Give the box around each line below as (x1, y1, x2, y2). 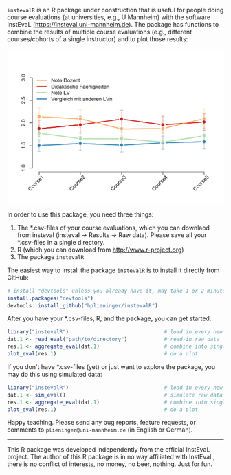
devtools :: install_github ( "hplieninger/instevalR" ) (7, 302, 158, 309)
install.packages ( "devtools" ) (7, 295, 94, 302)
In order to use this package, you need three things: (7, 210, 154, 219)
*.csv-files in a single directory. (16, 238, 105, 246)
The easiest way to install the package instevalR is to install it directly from (7, 266, 220, 274)
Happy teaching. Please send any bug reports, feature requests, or (7, 419, 196, 427)
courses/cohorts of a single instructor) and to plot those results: (7, 35, 188, 43)
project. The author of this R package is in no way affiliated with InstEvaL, (7, 453, 215, 461)
